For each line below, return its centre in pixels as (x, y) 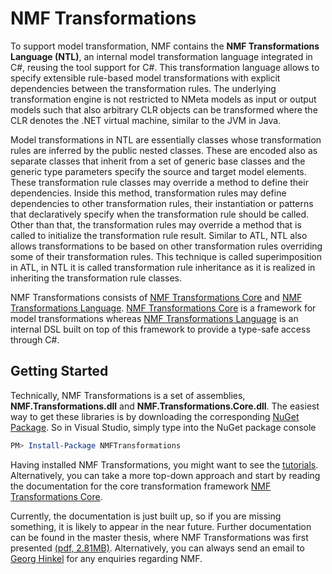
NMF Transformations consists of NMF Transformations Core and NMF (156, 297)
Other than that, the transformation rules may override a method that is (156, 224)
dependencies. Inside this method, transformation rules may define (148, 193)
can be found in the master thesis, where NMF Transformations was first (159, 537)
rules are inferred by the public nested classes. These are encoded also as (164, 150)
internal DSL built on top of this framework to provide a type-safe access (160, 329)
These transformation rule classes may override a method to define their (159, 182)
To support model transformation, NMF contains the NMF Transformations (165, 46)
